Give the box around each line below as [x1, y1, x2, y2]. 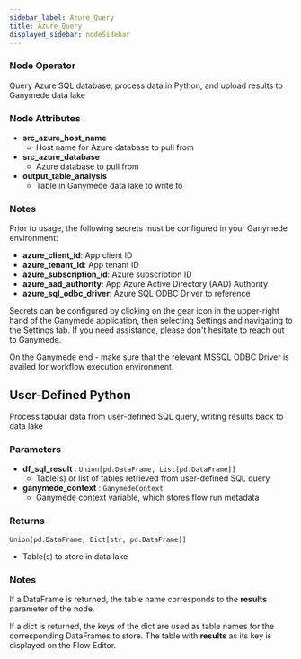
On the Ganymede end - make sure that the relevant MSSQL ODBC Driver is [9, 352, 290, 362]
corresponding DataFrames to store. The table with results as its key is [9, 630, 272, 641]
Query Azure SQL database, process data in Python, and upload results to [9, 80, 283, 91]
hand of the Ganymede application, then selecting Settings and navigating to [9, 316, 293, 326]
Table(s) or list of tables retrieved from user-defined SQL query [35, 473, 270, 484]
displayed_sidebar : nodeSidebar [9, 30, 130, 39]
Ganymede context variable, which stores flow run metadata [35, 492, 260, 503]
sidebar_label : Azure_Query [9, 13, 115, 22]
